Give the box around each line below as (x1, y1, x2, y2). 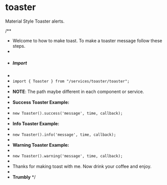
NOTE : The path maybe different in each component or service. (12, 88, 144, 95)
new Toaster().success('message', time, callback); (12, 111, 123, 116)
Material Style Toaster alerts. (5, 18, 65, 24)
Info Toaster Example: (12, 120, 60, 127)
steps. (12, 43, 26, 49)
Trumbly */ (12, 174, 36, 180)
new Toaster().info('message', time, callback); (12, 132, 116, 137)
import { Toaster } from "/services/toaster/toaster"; (12, 78, 130, 84)
